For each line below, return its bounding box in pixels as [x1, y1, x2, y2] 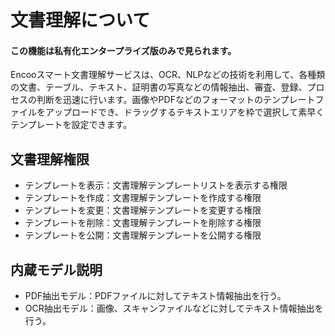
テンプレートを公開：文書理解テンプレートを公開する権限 [24, 229, 262, 241]
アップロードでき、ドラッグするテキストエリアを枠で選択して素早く [44, 106, 325, 118]
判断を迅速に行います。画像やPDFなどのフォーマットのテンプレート [36, 94, 316, 106]
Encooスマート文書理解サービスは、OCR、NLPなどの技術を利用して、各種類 [10, 69, 326, 81]
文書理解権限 [10, 151, 90, 168]
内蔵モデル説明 [10, 261, 103, 278]
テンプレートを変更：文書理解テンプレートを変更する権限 [24, 204, 262, 216]
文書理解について [10, 9, 151, 32]
